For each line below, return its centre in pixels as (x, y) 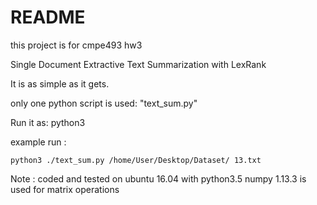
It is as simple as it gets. (60, 83)
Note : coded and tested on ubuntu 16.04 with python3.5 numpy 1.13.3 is (158, 178)
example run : (38, 142)
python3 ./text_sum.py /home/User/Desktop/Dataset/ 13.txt (136, 160)
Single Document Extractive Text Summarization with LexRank (138, 64)
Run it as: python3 (48, 122)
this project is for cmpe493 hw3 (76, 45)
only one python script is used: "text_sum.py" (104, 103)
